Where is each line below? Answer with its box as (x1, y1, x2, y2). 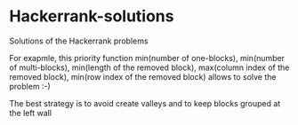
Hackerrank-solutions (9, 6, 174, 27)
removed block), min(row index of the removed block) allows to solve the (9, 71, 277, 82)
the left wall (9, 107, 52, 118)
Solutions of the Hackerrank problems (9, 35, 149, 46)
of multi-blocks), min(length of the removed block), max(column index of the (9, 62, 290, 73)
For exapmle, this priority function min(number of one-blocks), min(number (9, 52, 286, 63)
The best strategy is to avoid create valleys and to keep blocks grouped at (9, 98, 281, 108)
